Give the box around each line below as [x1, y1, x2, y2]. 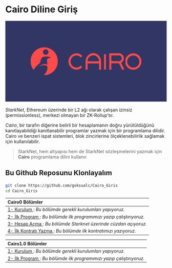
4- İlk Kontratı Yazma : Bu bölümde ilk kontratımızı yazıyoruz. [7, 228, 136, 234]
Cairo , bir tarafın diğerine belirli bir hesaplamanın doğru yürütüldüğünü [5, 122, 155, 128]
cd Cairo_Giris [5, 188, 38, 193]
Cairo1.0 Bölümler [7, 241, 47, 246]
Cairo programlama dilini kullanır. [17, 154, 88, 160]
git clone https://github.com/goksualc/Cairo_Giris [5, 183, 118, 188]
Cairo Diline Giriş [5, 4, 78, 15]
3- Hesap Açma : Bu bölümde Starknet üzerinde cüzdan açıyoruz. [7, 220, 147, 226]
